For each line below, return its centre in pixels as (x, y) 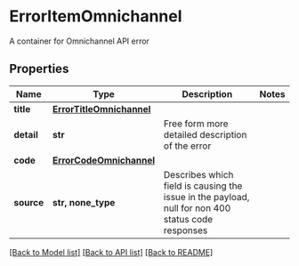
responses (186, 230)
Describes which (198, 174)
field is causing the (203, 186)
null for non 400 (197, 208)
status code (188, 219)
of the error (187, 146)
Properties (39, 69)
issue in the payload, (206, 197)
